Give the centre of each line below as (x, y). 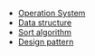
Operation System (52, 13)
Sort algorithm (45, 32)
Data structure (45, 23)
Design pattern (46, 42)
